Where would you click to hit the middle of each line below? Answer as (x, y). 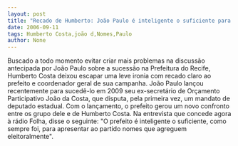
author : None (27, 41)
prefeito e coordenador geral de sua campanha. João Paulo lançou (106, 83)
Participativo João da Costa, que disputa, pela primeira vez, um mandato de (119, 99)
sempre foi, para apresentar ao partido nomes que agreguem (97, 129)
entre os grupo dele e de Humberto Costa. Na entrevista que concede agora (119, 114)
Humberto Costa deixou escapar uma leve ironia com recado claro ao (109, 76)
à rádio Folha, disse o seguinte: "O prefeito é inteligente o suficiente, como (117, 121)
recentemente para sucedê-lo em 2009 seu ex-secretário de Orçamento (114, 91)
